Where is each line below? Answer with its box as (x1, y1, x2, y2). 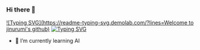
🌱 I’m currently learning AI (15, 37, 80, 45)
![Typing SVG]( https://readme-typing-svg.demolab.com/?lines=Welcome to (6, 19, 194, 27)
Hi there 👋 (6, 5, 36, 14)
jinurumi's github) (6, 25, 50, 33)
